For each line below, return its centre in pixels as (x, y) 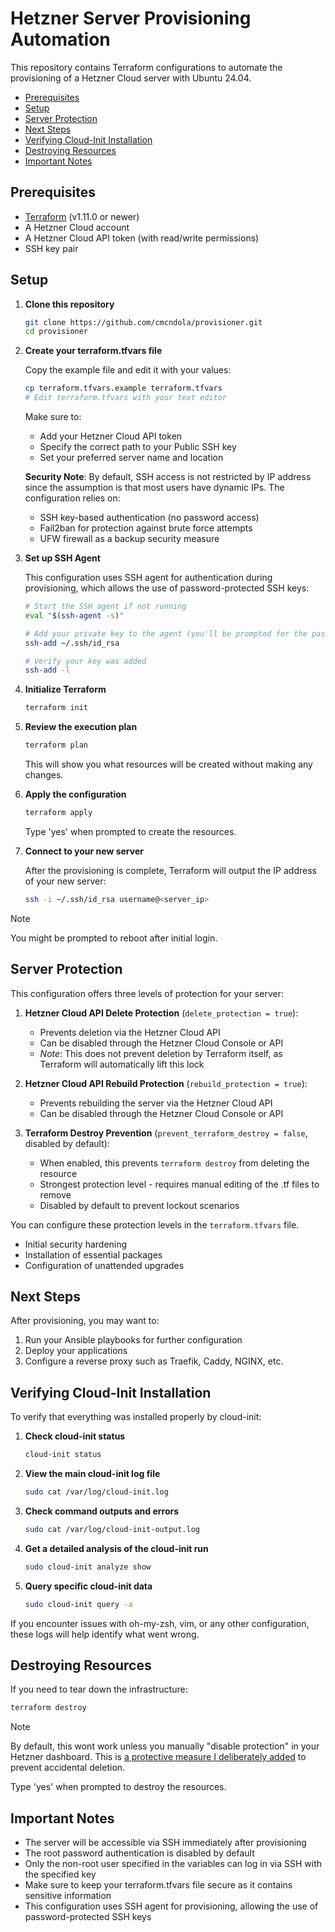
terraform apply (58, 813)
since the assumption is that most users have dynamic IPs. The (154, 488)
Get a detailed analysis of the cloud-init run (116, 1548)
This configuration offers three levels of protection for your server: (147, 993)
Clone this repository (69, 304)
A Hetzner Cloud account (77, 227)
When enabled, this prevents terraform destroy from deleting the (174, 1163)
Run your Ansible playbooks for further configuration (133, 1340)
